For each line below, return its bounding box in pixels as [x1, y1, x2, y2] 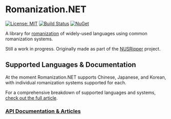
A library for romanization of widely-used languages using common [5, 30, 147, 36]
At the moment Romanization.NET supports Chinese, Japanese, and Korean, [5, 74, 166, 80]
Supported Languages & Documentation [5, 60, 137, 69]
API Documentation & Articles [5, 107, 81, 114]
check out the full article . [5, 94, 58, 101]
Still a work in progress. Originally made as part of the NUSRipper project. [5, 45, 161, 52]
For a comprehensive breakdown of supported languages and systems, [5, 89, 156, 96]
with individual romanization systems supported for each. [5, 79, 126, 85]
